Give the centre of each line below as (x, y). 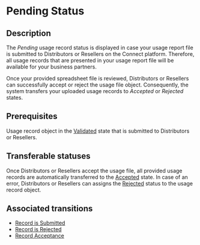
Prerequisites (32, 116)
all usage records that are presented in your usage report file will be (90, 60)
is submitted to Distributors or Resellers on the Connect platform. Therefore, (100, 54)
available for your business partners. (52, 67)
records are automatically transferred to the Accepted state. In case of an (97, 177)
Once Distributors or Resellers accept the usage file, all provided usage (94, 171)
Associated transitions (50, 209)
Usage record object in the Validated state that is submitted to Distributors (98, 131)
